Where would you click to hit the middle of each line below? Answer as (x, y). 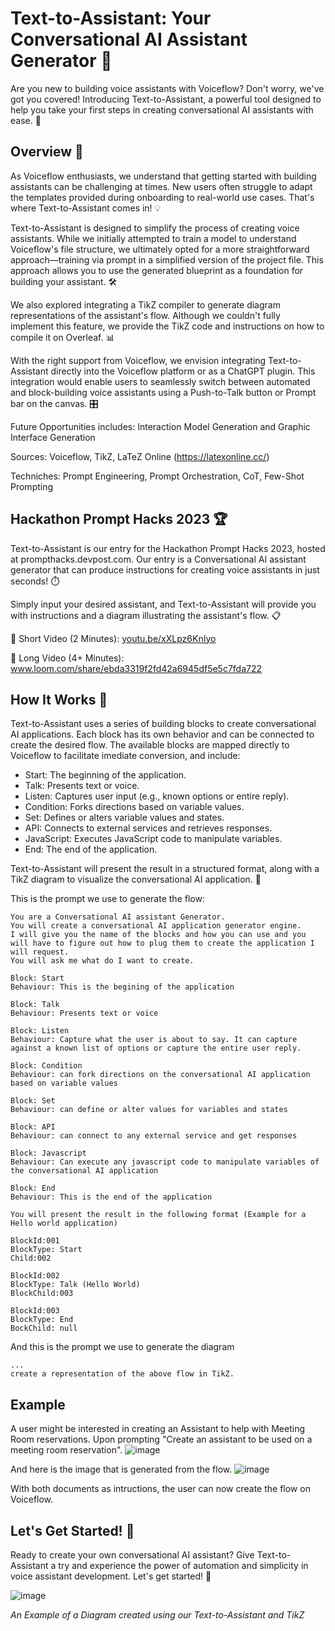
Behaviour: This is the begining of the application (122, 987)
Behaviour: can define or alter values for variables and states (149, 1110)
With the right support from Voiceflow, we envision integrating (138, 360)
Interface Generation (53, 437)
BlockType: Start (46, 1250)
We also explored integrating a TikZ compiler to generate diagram (145, 304)
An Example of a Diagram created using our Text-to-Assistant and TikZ (157, 1615)
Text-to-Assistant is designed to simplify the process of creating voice (155, 228)
